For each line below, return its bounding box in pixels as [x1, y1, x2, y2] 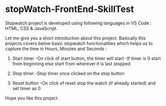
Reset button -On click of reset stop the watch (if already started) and [12, 80, 156, 86]
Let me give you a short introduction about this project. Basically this [5, 35, 146, 41]
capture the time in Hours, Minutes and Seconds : [5, 45, 107, 51]
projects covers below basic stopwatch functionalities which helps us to [5, 40, 153, 46]
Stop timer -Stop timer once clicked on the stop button [12, 70, 125, 76]
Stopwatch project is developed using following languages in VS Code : [5, 20, 152, 26]
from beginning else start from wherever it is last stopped [12, 60, 131, 66]
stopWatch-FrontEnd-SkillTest [5, 3, 134, 15]
